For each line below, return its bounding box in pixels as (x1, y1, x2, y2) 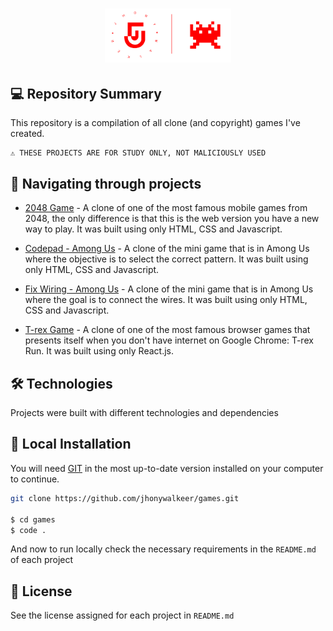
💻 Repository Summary (10, 86, 162, 103)
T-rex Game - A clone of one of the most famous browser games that (24, 324, 311, 336)
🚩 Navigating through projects (10, 175, 202, 192)
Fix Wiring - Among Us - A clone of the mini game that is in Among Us (24, 283, 314, 295)
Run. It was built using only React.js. (24, 345, 174, 357)
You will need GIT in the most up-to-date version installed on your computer (10, 462, 324, 474)
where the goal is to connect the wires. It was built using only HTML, (24, 294, 308, 306)
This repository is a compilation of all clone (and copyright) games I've (10, 117, 301, 129)
